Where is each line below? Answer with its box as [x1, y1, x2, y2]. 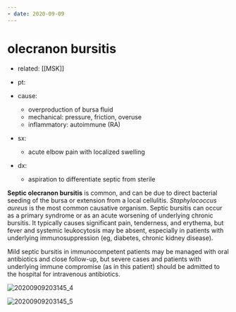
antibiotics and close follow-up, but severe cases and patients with [7, 255, 201, 263]
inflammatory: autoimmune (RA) [27, 120, 121, 128]
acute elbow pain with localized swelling [27, 148, 146, 156]
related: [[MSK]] [17, 64, 65, 73]
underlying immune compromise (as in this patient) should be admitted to [7, 262, 221, 270]
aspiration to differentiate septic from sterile [27, 174, 156, 184]
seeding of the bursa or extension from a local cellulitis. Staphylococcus [7, 196, 217, 205]
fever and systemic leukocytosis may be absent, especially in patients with [7, 226, 224, 234]
